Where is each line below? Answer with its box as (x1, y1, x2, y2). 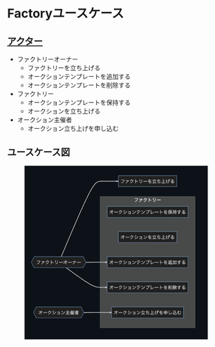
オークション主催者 (17, 116, 73, 124)
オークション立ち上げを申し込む (27, 125, 119, 132)
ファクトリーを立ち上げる (27, 64, 101, 72)
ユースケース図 (7, 146, 71, 159)
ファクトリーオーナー (17, 55, 78, 63)
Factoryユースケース (7, 6, 124, 21)
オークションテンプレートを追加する (27, 73, 131, 80)
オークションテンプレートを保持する (27, 98, 131, 107)
